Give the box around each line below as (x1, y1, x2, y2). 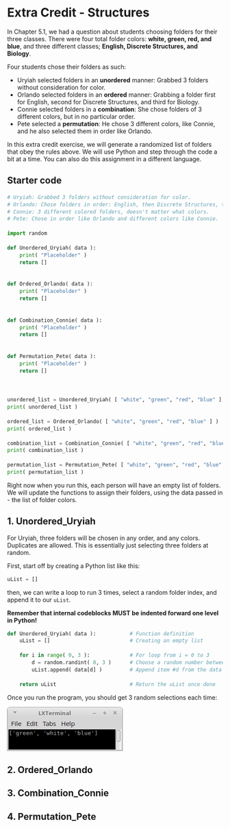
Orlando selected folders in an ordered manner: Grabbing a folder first (16, 91, 216, 99)
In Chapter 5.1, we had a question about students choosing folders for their (7, 27, 218, 36)
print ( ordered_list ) (7, 425, 72, 432)
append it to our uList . (7, 595, 71, 604)
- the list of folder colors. (7, 495, 77, 504)
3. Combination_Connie (7, 788, 110, 799)
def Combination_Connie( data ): (7, 317, 103, 324)
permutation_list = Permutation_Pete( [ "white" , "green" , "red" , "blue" (7, 462, 222, 469)
